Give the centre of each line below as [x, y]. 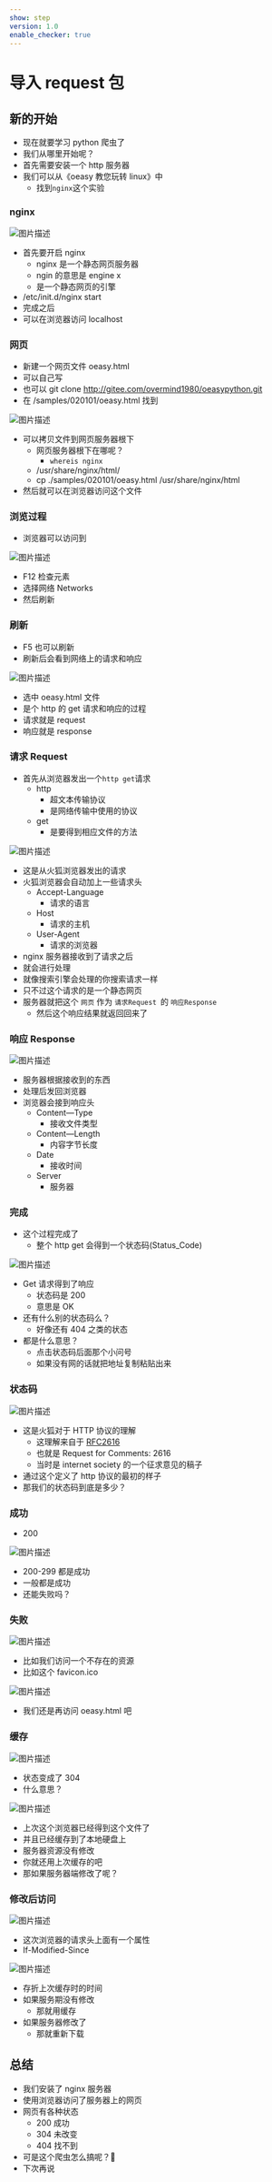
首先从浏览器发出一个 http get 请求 [87, 778]
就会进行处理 [46, 967]
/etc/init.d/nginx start [62, 297]
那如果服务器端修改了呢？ [70, 1873]
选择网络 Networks [58, 588]
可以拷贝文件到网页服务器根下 [78, 438]
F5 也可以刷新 [49, 647]
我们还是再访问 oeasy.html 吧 [77, 1711]
